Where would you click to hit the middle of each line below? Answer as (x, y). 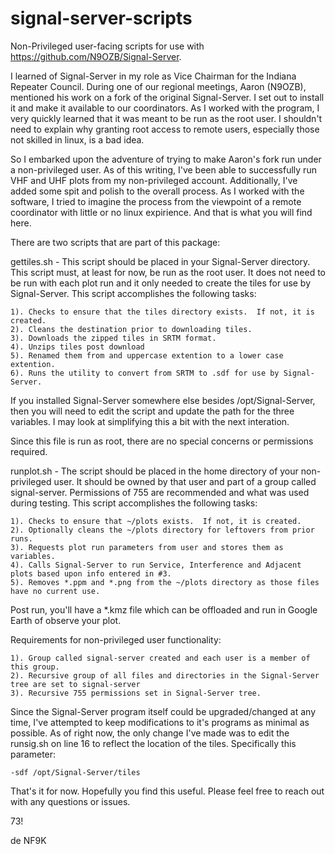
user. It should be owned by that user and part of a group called (185, 481)
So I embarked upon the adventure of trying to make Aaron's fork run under (166, 159)
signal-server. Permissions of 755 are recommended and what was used (160, 492)
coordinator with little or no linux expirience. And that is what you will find (161, 212)
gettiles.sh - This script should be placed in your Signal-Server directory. (160, 261)
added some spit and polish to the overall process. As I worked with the (157, 191)
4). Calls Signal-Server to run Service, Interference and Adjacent (156, 565)
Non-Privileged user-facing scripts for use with (107, 46)
